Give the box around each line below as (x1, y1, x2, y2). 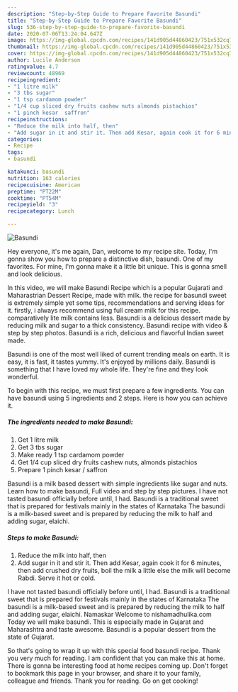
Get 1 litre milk (17, 435, 59, 444)
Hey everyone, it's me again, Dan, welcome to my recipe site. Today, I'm (7, 247, 218, 255)
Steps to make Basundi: (7, 533, 79, 542)
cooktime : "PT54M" (7, 194, 62, 202)
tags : (7, 149, 23, 156)
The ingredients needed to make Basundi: (7, 418, 133, 426)
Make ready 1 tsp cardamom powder (17, 450, 125, 459)
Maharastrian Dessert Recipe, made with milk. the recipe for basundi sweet (7, 291, 227, 299)
